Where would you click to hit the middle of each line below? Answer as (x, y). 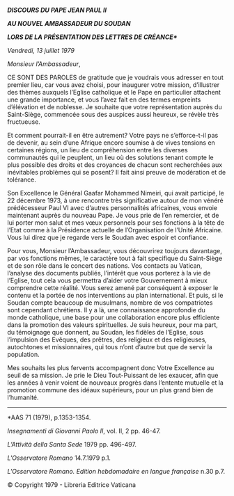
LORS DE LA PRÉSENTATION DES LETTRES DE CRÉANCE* (92, 37)
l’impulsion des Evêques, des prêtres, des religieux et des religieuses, (107, 339)
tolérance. (22, 179)
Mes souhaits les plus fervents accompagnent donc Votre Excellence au (111, 368)
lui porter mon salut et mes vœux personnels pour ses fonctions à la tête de (116, 223)
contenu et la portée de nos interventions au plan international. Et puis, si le (115, 295)
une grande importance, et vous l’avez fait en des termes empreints (104, 99)
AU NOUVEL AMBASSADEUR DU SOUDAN (69, 23)
